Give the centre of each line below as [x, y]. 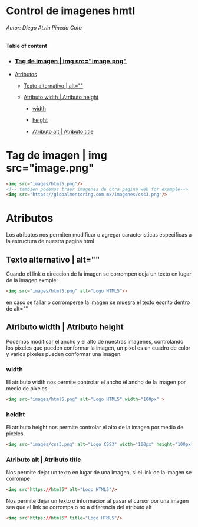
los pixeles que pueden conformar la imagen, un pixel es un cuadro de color [98, 348]
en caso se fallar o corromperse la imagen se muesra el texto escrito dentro [98, 302]
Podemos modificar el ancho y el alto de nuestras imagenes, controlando [95, 341]
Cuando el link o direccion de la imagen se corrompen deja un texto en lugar [99, 274]
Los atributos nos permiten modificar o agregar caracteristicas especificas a [99, 235]
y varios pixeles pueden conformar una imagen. [64, 354]
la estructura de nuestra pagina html [50, 241]
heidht [16, 414]
